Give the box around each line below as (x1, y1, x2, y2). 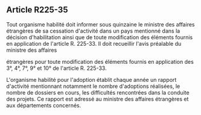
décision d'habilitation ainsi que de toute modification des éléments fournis (6, 33, 193, 41)
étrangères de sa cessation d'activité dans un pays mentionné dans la (6, 27, 180, 34)
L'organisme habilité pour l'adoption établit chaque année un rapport (6, 76, 177, 83)
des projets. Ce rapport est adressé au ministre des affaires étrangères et (6, 95, 189, 102)
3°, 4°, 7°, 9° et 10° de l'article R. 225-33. (6, 64, 107, 72)
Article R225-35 (6, 5, 68, 15)
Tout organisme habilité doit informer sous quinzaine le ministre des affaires (6, 20, 195, 28)
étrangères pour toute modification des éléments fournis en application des (6, 58, 194, 65)
